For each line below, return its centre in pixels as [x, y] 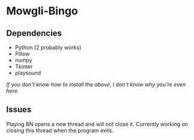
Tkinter [24, 66]
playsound [28, 73]
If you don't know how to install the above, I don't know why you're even [96, 84]
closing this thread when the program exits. [60, 130]
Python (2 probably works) [48, 47]
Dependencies [34, 33]
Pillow [22, 54]
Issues [19, 110]
